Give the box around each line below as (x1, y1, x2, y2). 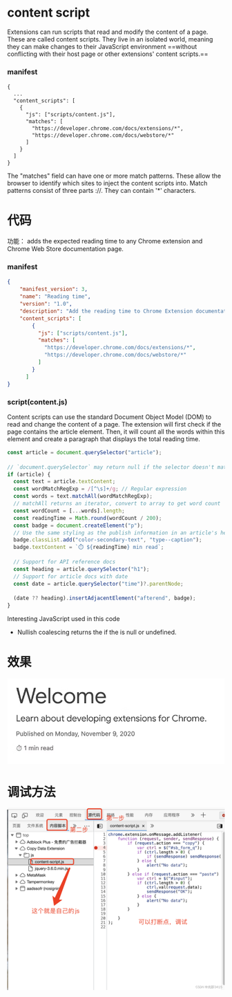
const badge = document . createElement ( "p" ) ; (13, 522, 144, 529)
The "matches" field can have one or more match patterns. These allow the (7, 171, 222, 180)
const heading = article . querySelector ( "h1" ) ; (13, 566, 150, 572)
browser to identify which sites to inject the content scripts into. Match (7, 179, 208, 187)
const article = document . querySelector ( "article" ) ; (7, 449, 162, 456)
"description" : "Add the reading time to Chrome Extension (19, 308, 193, 315)
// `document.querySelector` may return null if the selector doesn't (7, 463, 215, 471)
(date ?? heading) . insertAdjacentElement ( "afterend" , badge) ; (13, 595, 196, 602)
